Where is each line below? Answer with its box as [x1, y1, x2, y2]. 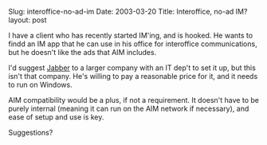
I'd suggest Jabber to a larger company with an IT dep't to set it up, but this [8, 63, 257, 72]
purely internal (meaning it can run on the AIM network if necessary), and [8, 104, 249, 113]
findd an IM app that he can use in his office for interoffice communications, [8, 39, 257, 49]
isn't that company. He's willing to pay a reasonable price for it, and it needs [8, 72, 258, 80]
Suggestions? [8, 127, 53, 137]
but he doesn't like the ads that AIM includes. [8, 48, 157, 57]
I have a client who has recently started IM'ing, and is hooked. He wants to [8, 31, 253, 40]
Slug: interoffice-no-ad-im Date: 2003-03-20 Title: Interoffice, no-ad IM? [8, 7, 248, 16]
